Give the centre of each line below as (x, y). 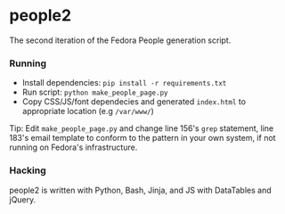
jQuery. (23, 199)
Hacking (28, 170)
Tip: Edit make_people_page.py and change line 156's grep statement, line (142, 128)
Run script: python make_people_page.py (95, 92)
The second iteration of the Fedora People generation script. (120, 40)
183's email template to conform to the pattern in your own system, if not (142, 138)
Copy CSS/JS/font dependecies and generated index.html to (134, 102)
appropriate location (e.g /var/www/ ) (88, 111)
